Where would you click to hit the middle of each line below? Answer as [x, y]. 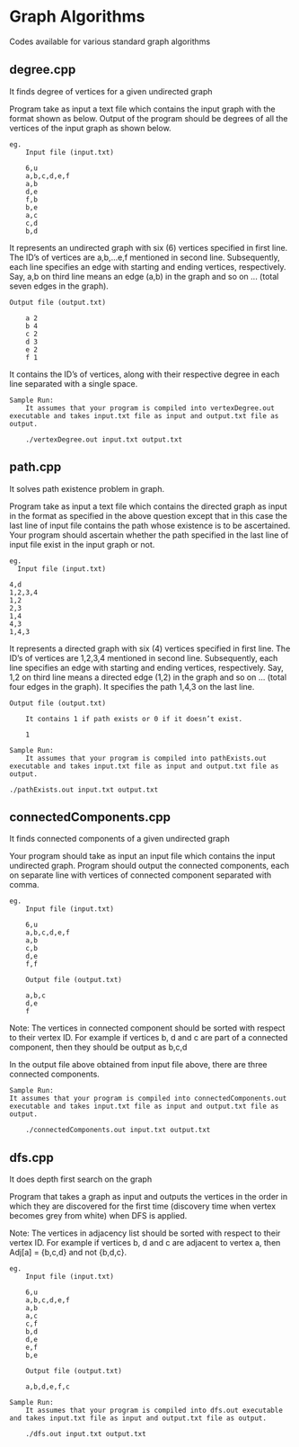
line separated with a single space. [74, 383]
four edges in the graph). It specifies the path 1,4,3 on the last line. [132, 686]
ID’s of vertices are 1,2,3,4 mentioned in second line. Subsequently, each [144, 657]
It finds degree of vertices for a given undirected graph [111, 91]
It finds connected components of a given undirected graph [120, 839]
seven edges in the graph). [59, 286]
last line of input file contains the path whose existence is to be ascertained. [150, 525]
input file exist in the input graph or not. [82, 544]
